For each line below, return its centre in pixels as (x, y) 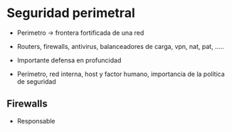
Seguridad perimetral (71, 13)
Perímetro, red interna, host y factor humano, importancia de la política (121, 74)
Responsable (36, 121)
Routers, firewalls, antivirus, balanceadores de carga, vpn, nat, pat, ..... (121, 46)
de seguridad (36, 81)
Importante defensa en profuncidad (69, 60)
